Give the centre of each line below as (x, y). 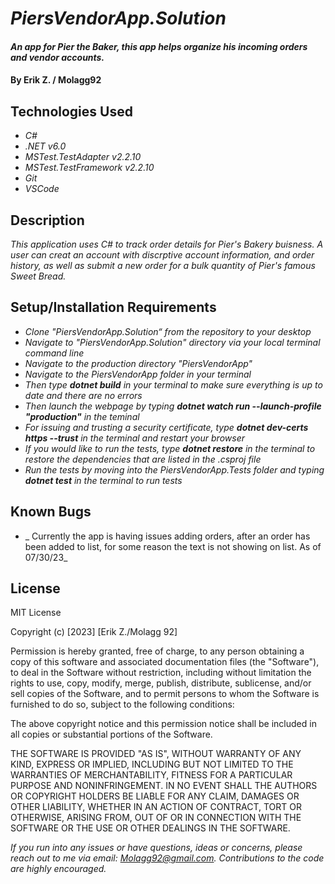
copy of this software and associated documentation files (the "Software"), (165, 662)
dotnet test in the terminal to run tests (103, 480)
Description (47, 220)
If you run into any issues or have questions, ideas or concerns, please (156, 848)
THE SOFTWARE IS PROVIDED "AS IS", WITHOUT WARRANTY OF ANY (156, 754)
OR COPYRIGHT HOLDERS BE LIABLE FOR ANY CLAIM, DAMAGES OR (155, 796)
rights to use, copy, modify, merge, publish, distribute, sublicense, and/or (161, 683)
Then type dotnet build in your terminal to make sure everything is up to (173, 384)
